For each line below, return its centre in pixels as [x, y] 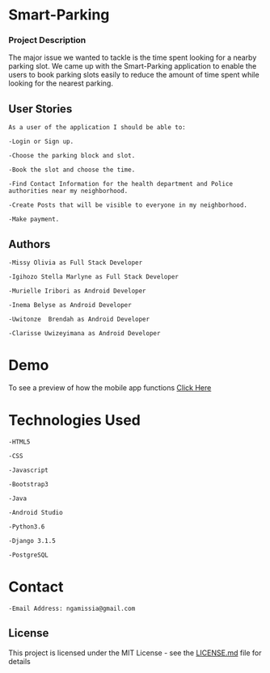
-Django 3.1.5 [32, 541]
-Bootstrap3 [28, 484]
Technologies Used [75, 421]
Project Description [47, 40]
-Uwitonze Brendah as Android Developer [79, 320]
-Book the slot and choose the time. [72, 170]
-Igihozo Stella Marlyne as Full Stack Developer [94, 277]
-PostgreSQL [28, 555]
